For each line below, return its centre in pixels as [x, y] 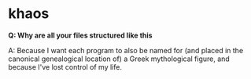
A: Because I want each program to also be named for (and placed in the [126, 50]
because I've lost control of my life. [65, 66]
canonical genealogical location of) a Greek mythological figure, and [119, 59]
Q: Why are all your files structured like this [80, 35]
